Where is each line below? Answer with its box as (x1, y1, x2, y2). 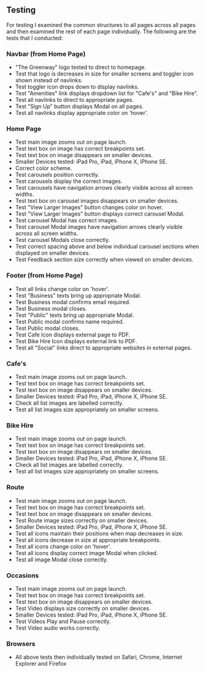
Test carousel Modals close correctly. (15, 236, 110, 244)
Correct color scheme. (15, 165, 72, 172)
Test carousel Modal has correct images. (15, 217, 118, 224)
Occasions (6, 571, 39, 580)
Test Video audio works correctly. (15, 624, 100, 631)
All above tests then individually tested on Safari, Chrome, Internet (15, 653, 182, 661)
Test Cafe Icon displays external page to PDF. (15, 331, 130, 338)
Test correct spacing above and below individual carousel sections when (15, 243, 199, 251)
